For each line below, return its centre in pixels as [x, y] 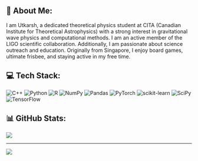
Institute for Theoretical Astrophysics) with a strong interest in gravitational [97, 31]
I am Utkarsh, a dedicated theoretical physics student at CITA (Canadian [94, 25]
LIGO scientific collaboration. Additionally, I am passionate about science [95, 44]
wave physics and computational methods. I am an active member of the [94, 37]
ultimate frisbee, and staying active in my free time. [68, 56]
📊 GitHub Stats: [36, 119]
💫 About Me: [29, 11]
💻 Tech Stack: [33, 76]
